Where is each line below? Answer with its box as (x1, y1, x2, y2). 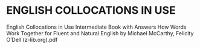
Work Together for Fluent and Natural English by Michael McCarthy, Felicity (6, 29, 194, 36)
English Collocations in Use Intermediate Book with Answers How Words (6, 23, 187, 30)
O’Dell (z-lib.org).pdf (6, 36, 58, 43)
